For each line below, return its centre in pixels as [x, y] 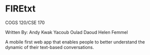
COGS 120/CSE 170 [25, 22]
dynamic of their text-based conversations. [49, 47]
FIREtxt [20, 9]
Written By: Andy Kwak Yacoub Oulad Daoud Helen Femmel [67, 32]
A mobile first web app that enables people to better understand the [75, 42]
